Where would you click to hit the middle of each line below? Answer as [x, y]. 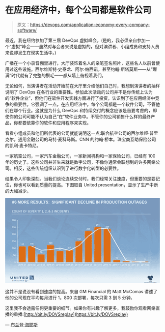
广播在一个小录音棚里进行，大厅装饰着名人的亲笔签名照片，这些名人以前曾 [80, 63]
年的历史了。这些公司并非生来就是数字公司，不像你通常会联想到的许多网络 [80, 162]
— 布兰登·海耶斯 [21, 325]
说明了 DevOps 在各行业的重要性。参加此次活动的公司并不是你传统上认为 [79, 92]
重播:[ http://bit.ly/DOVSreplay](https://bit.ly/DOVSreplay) [71, 314]
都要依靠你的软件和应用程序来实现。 [55, 122]
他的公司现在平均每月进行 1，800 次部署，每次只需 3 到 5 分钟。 [70, 298]
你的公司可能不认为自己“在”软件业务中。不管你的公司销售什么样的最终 [80, 117]
